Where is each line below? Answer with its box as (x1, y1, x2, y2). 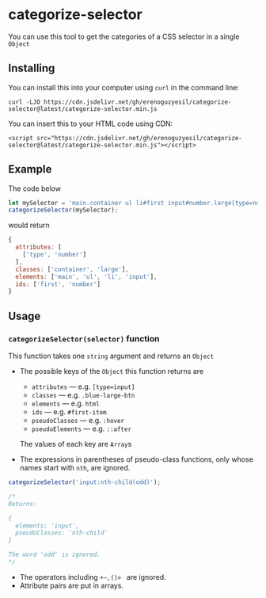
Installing (8, 62, 55, 75)
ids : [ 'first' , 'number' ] (15, 280, 101, 288)
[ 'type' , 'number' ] (22, 251, 87, 259)
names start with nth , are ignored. (19, 463, 131, 472)
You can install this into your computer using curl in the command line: (8, 82, 240, 92)
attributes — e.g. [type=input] (31, 382, 135, 391)
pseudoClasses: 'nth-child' (15, 529, 108, 537)
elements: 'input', (15, 521, 80, 530)
